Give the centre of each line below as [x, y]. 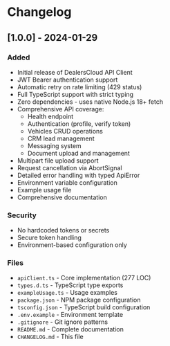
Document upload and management [78, 153]
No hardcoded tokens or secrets [63, 230]
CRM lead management [61, 138]
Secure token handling [49, 238]
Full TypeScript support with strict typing [75, 94]
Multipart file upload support [58, 161]
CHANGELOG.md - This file [50, 337]
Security [22, 215]
